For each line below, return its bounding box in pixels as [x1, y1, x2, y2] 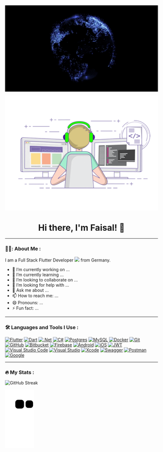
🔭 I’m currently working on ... [12, 266, 70, 272]
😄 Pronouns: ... [12, 299, 44, 305]
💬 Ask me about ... [12, 287, 49, 293]
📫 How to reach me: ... [12, 293, 59, 298]
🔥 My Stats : [5, 369, 34, 376]
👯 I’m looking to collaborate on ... [12, 277, 78, 282]
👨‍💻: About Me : [5, 245, 41, 252]
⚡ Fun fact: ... [12, 305, 39, 311]
